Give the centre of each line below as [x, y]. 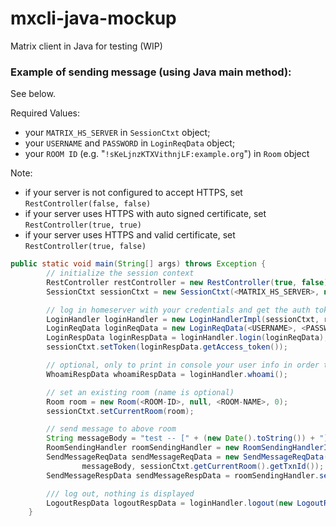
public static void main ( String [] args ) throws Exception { [138, 264]
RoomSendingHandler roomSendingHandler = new [143, 448]
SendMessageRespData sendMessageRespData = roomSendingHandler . [183, 475]
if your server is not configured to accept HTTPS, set [133, 193]
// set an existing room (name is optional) [140, 392]
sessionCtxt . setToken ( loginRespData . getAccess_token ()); [167, 347]
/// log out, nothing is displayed [120, 493]
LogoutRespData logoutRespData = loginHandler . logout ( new [169, 503]
